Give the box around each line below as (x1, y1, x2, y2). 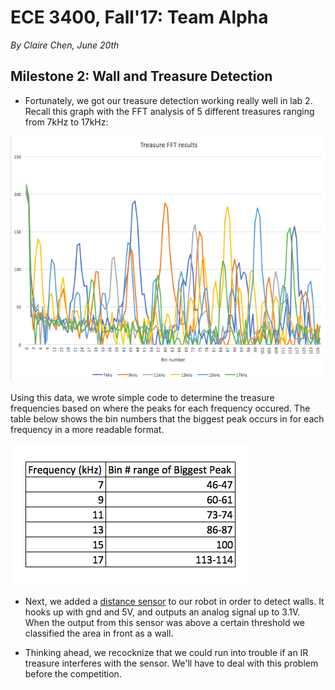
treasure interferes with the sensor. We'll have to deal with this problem (24, 657, 319, 670)
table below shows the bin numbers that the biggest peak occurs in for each (10, 413, 325, 425)
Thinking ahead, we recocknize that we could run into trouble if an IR (24, 647, 309, 659)
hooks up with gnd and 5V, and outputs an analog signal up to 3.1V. (24, 606, 301, 618)
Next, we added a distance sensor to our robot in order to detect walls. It (24, 596, 325, 608)
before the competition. (24, 668, 122, 680)
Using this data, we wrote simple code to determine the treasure (10, 392, 275, 404)
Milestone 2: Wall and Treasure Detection (10, 68, 273, 85)
